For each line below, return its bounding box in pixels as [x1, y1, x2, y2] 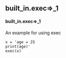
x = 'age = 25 [5, 39, 36, 45]
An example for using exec [5, 30, 61, 36]
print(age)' [5, 44, 30, 49]
